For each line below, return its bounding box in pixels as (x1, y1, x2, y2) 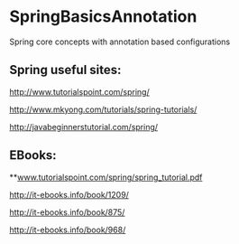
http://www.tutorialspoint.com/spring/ (9, 86, 151, 97)
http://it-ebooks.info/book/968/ (9, 224, 126, 235)
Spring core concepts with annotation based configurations (9, 36, 231, 47)
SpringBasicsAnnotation (9, 6, 198, 27)
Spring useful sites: (9, 62, 122, 78)
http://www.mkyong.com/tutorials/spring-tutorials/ (9, 104, 198, 115)
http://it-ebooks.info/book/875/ (9, 206, 125, 218)
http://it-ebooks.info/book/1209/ (9, 189, 129, 200)
